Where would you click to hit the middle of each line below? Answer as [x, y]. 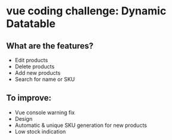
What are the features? [50, 46]
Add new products [38, 73]
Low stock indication [40, 131]
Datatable [31, 24]
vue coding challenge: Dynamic [86, 11]
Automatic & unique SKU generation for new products [81, 125]
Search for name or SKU [45, 79]
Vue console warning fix [45, 112]
